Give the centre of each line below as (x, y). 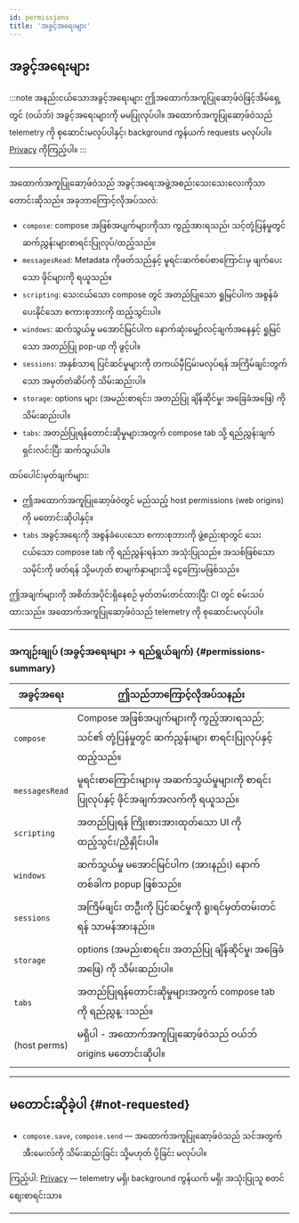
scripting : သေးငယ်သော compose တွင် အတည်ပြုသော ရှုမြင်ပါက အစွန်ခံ (150, 294)
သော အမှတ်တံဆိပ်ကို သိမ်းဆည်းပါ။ (84, 381)
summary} (32, 668)
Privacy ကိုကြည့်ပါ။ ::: (48, 150)
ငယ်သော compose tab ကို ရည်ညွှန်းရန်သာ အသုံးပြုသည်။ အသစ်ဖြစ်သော (149, 552)
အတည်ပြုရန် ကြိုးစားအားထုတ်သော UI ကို (159, 822)
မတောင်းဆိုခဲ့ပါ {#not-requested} (100, 1104)
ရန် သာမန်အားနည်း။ (116, 926)
